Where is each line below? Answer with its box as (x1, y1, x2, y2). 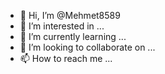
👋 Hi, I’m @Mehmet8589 (19, 10, 121, 21)
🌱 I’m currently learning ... (19, 31, 127, 42)
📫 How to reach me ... (19, 53, 113, 64)
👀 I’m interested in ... (19, 20, 105, 32)
